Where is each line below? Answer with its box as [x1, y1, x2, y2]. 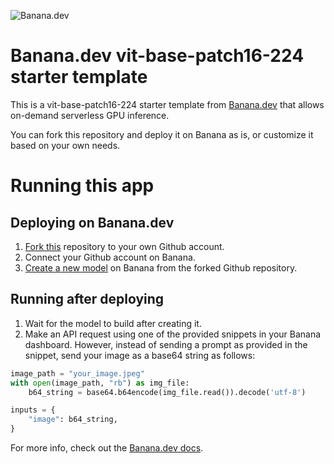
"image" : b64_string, [28, 415, 118, 425]
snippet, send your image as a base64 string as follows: [24, 349, 256, 361]
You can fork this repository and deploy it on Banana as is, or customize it [10, 128, 314, 140]
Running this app [10, 175, 155, 197]
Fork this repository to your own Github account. [24, 240, 225, 252]
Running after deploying [10, 291, 165, 308]
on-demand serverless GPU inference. [10, 109, 170, 121]
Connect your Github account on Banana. [24, 251, 196, 263]
